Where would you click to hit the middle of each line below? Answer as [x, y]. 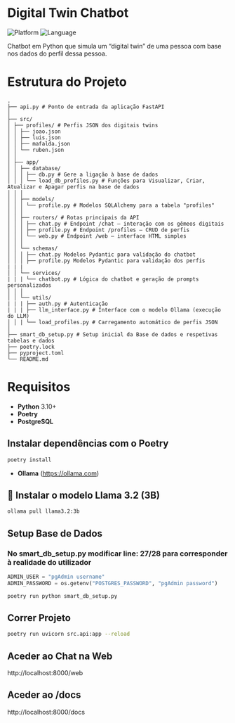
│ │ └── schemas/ [33, 248]
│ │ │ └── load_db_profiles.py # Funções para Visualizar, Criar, [106, 181]
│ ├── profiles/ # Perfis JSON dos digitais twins [83, 125]
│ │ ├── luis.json [34, 137]
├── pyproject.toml [36, 353]
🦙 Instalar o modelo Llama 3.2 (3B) [83, 495]
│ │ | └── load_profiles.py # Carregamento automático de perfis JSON [113, 322]
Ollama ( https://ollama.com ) [58, 473]
